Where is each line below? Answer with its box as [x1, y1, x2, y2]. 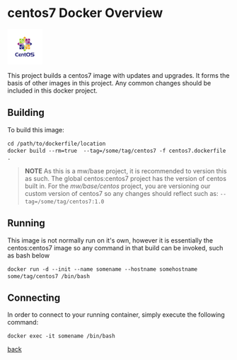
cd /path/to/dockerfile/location [7, 140, 106, 147]
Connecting [7, 291, 61, 303]
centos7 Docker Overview [7, 5, 163, 21]
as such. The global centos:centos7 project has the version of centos [24, 174, 226, 182]
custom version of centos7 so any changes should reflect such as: [24, 189, 219, 197]
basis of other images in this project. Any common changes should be [7, 79, 212, 87]
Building [7, 107, 45, 119]
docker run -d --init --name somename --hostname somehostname [7, 265, 198, 273]
